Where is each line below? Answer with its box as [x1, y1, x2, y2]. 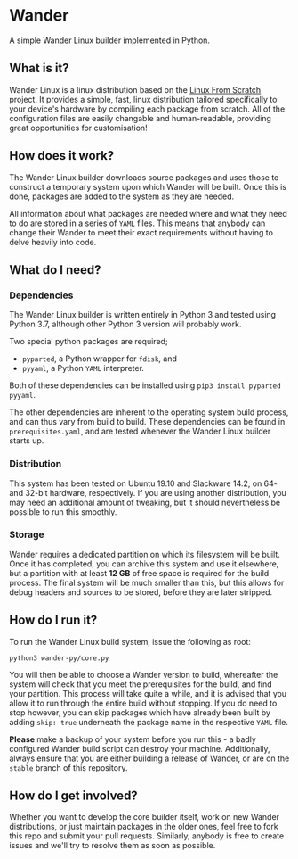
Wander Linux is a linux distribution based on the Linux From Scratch [9, 84, 262, 95]
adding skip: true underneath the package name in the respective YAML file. [9, 716, 289, 727]
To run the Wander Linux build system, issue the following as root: [9, 636, 252, 647]
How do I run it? [9, 613, 98, 628]
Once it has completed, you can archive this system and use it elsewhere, [9, 558, 279, 569]
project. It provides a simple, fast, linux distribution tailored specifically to [9, 94, 278, 104]
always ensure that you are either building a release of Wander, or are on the [9, 753, 290, 764]
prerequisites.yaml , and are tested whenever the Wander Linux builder [9, 425, 271, 437]
